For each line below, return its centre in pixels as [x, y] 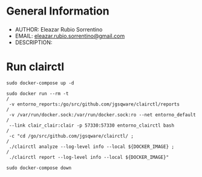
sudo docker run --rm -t [37, 94]
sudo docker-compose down [39, 168]
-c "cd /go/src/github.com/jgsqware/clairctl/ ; [71, 136]
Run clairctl [35, 67]
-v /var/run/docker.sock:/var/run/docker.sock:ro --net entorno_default [103, 115]
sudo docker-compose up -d [40, 83]
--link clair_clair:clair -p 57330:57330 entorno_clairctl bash [91, 125]
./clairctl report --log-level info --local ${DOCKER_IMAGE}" [89, 158]
